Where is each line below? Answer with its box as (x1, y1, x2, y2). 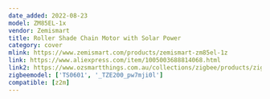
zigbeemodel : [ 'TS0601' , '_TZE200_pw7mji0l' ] (8, 71, 163, 79)
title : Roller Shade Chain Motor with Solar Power (8, 34, 182, 42)
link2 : (8, 64, 31, 72)
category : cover (8, 42, 63, 49)
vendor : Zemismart (8, 26, 70, 34)
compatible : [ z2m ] (8, 78, 70, 86)
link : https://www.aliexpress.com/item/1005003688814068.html (8, 57, 221, 65)
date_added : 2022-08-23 (8, 11, 88, 20)
